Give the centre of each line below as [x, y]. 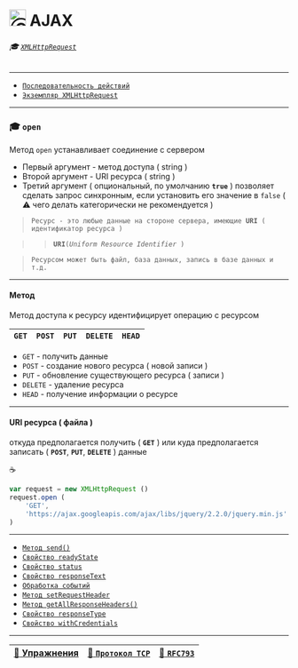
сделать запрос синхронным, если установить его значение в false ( [153, 195]
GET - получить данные [65, 356]
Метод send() [46, 548]
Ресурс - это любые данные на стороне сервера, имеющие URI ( [148, 221]
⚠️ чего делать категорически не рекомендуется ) [118, 204]
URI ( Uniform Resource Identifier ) [118, 244]
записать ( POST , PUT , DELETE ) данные [78, 452]
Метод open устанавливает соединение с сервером [107, 149]
